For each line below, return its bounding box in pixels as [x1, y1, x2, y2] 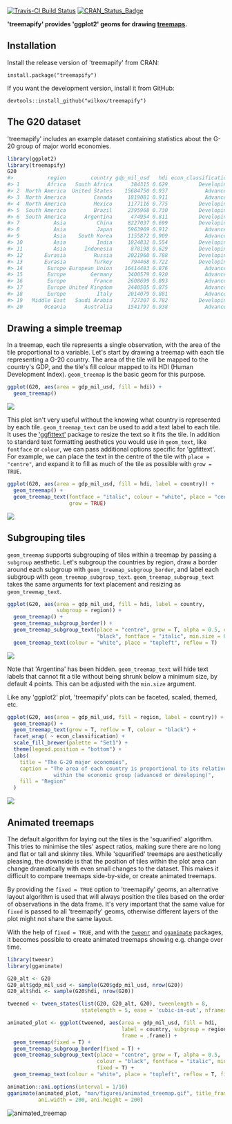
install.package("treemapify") [7, 71, 97, 79]
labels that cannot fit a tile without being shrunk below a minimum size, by [7, 672, 217, 680]
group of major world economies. [16, 142, 112, 150]
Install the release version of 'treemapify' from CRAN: [7, 58, 159, 66]
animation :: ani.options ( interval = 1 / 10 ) [7, 1083, 128, 1090]
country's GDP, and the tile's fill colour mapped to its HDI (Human [7, 363, 193, 371]
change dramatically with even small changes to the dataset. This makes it [7, 864, 219, 873]
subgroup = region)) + [56, 607, 122, 614]
